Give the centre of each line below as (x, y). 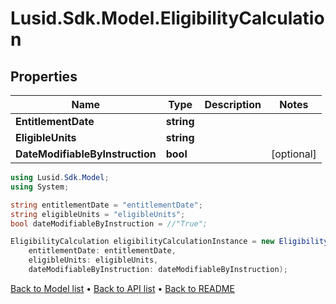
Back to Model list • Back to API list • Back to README (122, 288)
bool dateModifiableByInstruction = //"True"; (109, 223)
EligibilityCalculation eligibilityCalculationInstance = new (142, 242)
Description (233, 104)
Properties (44, 76)
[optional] (293, 154)
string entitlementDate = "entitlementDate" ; (106, 205)
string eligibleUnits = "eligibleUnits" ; (98, 214)
